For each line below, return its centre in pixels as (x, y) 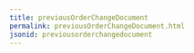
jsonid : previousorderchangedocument (81, 34)
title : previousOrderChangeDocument (79, 18)
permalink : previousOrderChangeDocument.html (97, 26)
